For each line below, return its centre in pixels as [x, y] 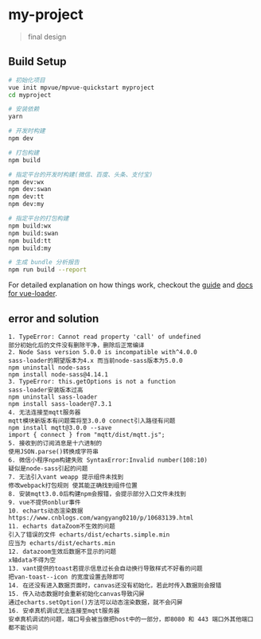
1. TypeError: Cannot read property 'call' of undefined [105, 337]
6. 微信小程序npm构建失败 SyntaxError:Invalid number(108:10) [108, 460]
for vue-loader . [33, 294]
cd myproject [30, 95]
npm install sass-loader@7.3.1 [60, 403]
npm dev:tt [26, 197]
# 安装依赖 [24, 109]
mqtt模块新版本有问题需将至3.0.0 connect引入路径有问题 [92, 421]
